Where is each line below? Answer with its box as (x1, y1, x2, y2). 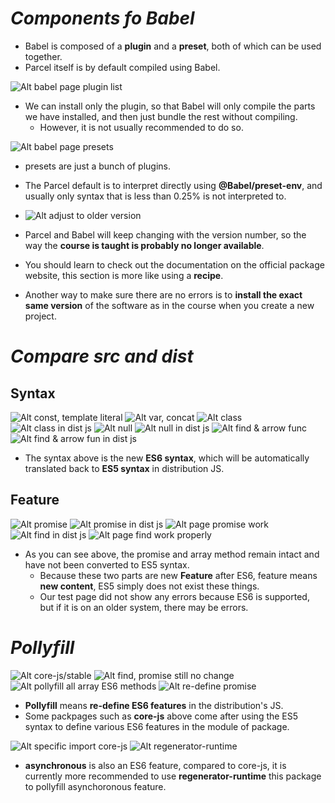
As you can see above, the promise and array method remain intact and (24, 548, 320, 560)
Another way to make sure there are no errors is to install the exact (24, 288, 303, 301)
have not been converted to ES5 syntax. (24, 558, 190, 571)
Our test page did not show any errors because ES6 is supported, (39, 590, 310, 602)
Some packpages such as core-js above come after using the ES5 (24, 710, 299, 722)
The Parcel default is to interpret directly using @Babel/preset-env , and (24, 179, 323, 191)
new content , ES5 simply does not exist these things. (39, 580, 260, 592)
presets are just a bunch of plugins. (24, 160, 172, 172)
